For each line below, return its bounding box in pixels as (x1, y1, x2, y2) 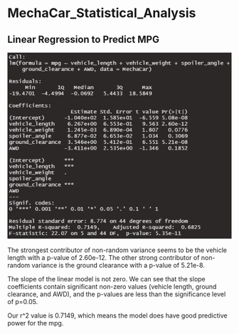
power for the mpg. (7, 318, 64, 327)
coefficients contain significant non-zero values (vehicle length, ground (7, 282, 217, 291)
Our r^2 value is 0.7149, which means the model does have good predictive (7, 311, 228, 320)
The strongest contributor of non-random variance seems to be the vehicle (7, 246, 228, 254)
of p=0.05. (7, 297, 38, 306)
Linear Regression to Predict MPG (7, 33, 160, 46)
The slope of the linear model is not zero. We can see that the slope (7, 274, 206, 283)
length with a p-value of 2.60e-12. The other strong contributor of (7, 253, 200, 261)
